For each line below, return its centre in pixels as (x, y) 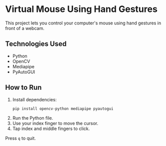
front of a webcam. (25, 28)
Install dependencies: (34, 99)
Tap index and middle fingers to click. (51, 129)
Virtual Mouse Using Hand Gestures (81, 9)
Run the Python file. (33, 118)
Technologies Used (36, 44)
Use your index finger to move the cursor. (55, 123)
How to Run (23, 87)
